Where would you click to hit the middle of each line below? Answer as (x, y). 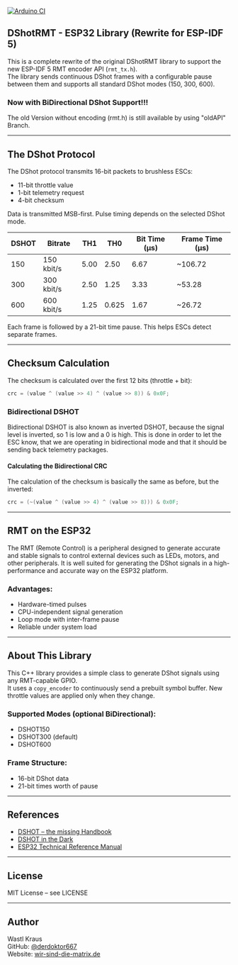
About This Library (50, 656)
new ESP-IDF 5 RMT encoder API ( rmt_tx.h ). (73, 69)
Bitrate (59, 243)
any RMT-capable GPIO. (42, 680)
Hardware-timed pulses (52, 604)
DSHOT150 (34, 730)
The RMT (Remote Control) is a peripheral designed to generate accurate (114, 548)
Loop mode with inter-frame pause (68, 620)
